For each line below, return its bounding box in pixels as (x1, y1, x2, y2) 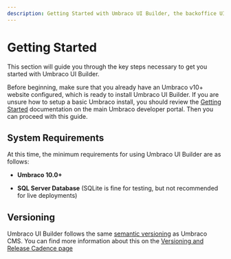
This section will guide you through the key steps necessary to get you (7, 63, 208, 71)
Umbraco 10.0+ (16, 171, 63, 179)
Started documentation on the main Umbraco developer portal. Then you (7, 104, 214, 113)
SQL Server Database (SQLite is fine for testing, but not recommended (16, 184, 219, 192)
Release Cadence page (7, 245, 74, 253)
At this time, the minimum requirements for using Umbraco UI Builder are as (7, 150, 221, 159)
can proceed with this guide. (7, 112, 88, 120)
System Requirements (7, 132, 104, 144)
